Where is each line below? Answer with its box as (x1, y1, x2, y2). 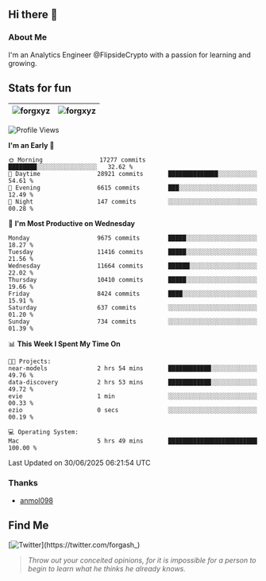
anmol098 (19, 495, 54, 505)
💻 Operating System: (8, 427, 79, 436)
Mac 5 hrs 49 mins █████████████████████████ (8, 437, 258, 445)
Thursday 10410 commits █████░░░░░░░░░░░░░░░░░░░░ (8, 275, 258, 283)
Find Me (8, 519, 49, 532)
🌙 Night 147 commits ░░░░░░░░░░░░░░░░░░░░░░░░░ (8, 197, 258, 205)
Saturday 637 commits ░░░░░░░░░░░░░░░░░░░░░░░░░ (8, 303, 258, 311)
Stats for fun (8, 81, 71, 96)
